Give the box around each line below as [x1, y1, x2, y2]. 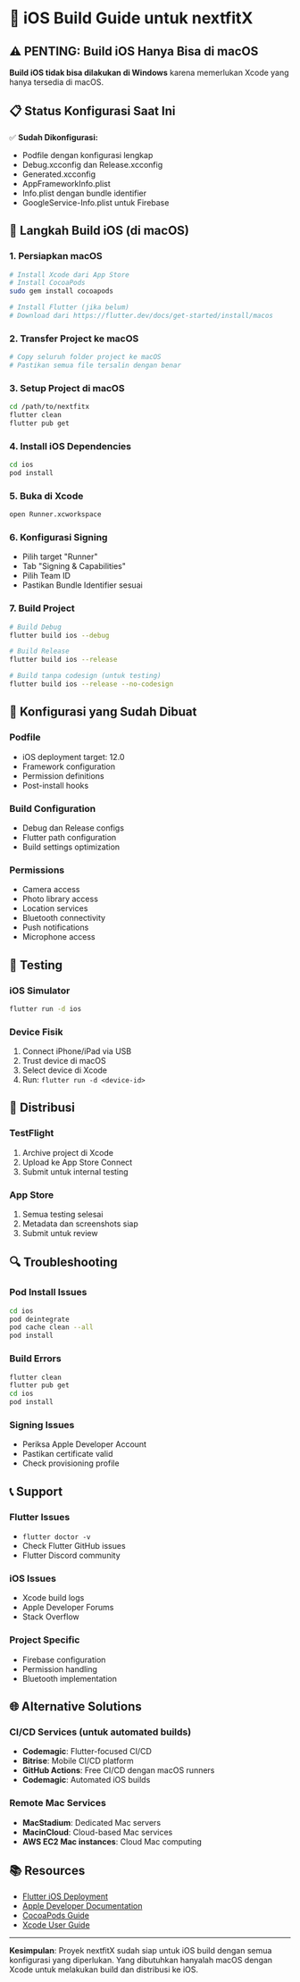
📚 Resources [9, 1862, 86, 1878]
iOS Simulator [9, 984, 71, 997]
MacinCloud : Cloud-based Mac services [21, 1827, 173, 1837]
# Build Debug [9, 623, 62, 631]
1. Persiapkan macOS [9, 250, 103, 263]
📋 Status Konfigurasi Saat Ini [9, 104, 176, 119]
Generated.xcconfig [21, 169, 96, 180]
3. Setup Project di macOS [9, 381, 125, 394]
